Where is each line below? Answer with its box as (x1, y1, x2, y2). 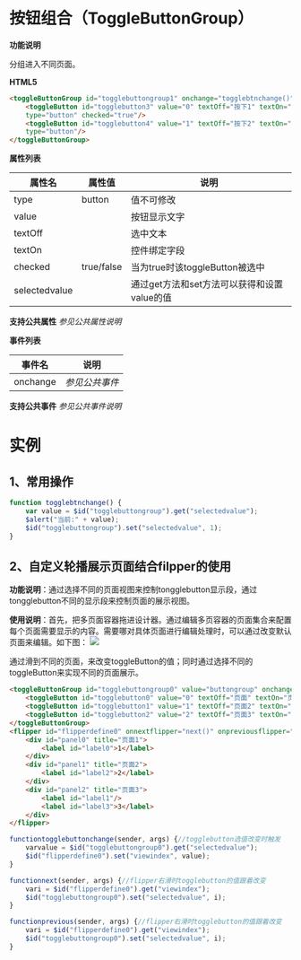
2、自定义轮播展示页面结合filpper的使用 (9, 558, 231, 574)
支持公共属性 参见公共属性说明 (9, 316, 122, 327)
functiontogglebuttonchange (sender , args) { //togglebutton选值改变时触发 (9, 835, 281, 844)
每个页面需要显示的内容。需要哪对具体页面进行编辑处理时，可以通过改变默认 (9, 625, 292, 637)
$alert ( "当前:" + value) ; (25, 515, 119, 524)
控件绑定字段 (131, 244, 185, 257)
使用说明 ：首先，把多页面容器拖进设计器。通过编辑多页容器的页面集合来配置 (9, 615, 292, 625)
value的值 (131, 292, 172, 304)
